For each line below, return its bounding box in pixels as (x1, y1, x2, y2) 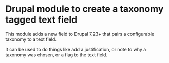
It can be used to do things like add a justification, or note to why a (5, 46, 146, 52)
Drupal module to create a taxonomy (5, 3, 164, 15)
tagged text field (5, 14, 78, 26)
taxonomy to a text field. (5, 36, 57, 43)
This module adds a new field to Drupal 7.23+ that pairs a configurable (5, 31, 155, 37)
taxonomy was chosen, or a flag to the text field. (5, 52, 108, 58)
